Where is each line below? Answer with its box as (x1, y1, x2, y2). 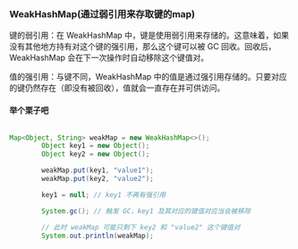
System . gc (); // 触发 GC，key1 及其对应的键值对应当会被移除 (41, 206, 251, 216)
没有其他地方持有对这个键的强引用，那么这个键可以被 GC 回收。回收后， (9, 41, 277, 52)
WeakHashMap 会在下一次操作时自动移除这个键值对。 (9, 52, 209, 64)
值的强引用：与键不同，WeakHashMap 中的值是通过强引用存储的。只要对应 (9, 72, 287, 82)
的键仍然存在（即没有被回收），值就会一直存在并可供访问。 (9, 82, 226, 93)
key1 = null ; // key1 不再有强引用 (41, 190, 166, 199)
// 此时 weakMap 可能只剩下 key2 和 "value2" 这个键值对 (41, 222, 241, 232)
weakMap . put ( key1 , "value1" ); (41, 166, 154, 176)
